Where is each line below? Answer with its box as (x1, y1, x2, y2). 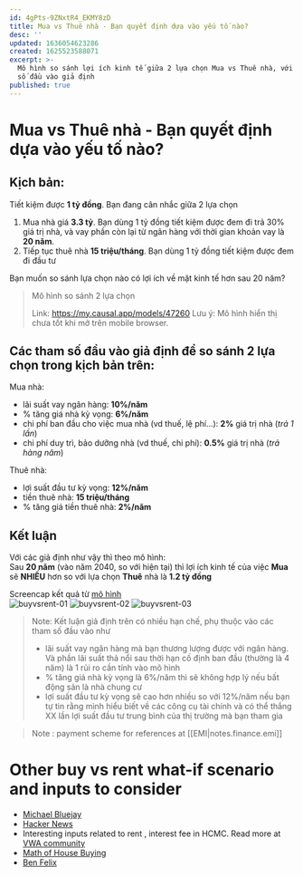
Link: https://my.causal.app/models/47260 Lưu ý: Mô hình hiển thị (31, 307, 278, 318)
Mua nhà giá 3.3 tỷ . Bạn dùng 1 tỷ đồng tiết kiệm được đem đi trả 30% (22, 217, 285, 227)
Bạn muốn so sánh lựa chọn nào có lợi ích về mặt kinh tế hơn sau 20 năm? (9, 273, 286, 284)
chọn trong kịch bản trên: (9, 358, 156, 373)
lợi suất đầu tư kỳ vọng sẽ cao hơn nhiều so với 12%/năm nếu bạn (44, 691, 290, 702)
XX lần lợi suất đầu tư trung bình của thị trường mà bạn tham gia (44, 710, 283, 721)
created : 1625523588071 (9, 47, 99, 56)
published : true (9, 81, 71, 90)
